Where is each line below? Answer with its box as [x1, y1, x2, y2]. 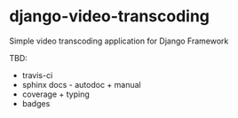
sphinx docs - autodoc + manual [21, 79, 141, 90]
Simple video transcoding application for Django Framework [9, 35, 229, 46]
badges [21, 98, 51, 108]
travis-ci [21, 69, 53, 81]
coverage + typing [21, 89, 91, 99]
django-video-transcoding [9, 6, 210, 27]
